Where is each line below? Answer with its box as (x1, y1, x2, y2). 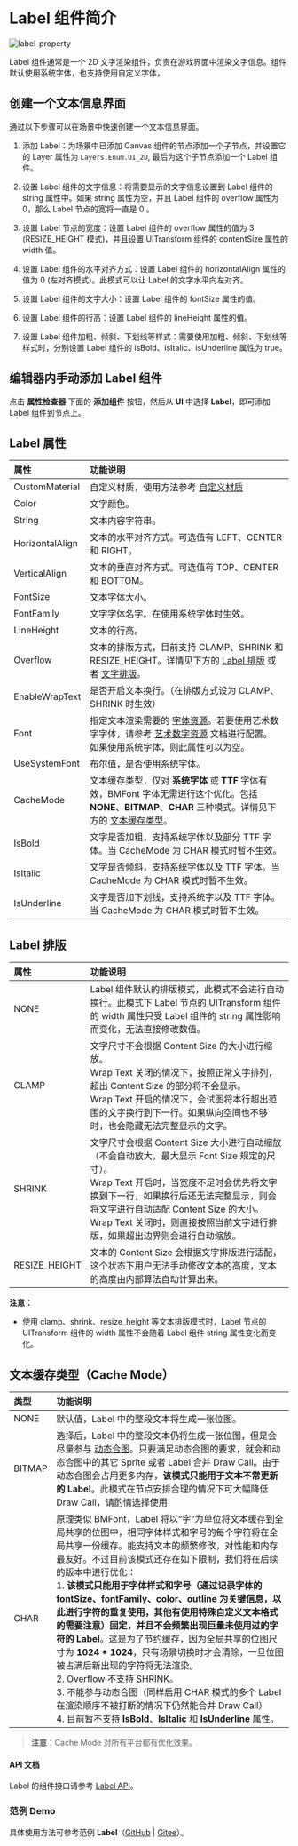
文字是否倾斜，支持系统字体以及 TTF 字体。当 (90, 861, 281, 873)
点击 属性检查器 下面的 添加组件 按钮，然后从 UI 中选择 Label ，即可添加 (9, 396, 271, 407)
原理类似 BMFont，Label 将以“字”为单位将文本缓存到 (56, 1513, 275, 1524)
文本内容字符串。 (90, 514, 161, 527)
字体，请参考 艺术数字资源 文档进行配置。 (98, 728, 272, 740)
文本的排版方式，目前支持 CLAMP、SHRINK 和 (90, 641, 284, 654)
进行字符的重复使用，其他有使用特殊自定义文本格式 (65, 1606, 278, 1618)
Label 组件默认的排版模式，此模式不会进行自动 (90, 983, 285, 996)
